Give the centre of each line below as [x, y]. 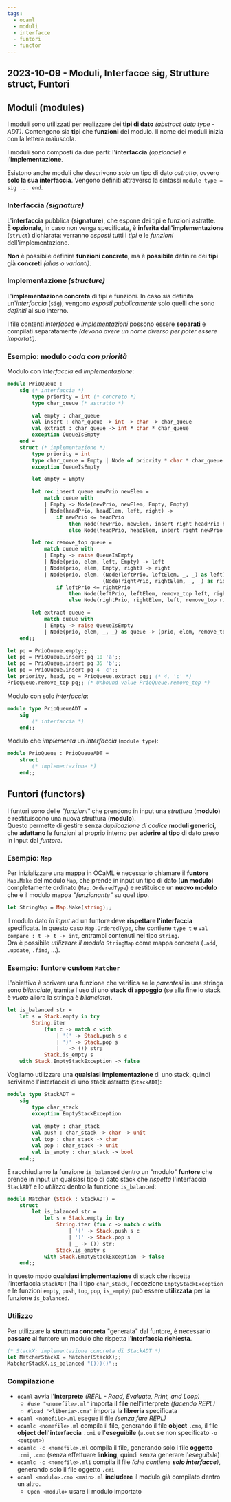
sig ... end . [25, 187]
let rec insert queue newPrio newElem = [90, 492]
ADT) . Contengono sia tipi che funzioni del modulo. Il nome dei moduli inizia [115, 132]
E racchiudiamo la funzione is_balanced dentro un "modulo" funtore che [110, 1171]
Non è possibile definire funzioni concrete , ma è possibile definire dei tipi [113, 256]
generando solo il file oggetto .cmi [66, 1470]
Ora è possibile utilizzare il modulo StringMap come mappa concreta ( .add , [112, 943]
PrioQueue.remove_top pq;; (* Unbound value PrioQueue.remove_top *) [109, 683]
